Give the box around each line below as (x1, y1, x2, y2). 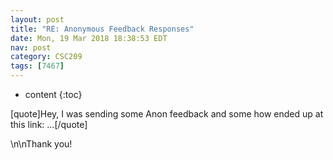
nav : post (10, 42, 52, 53)
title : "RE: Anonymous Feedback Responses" (10, 24, 195, 34)
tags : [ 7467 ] (10, 61, 65, 71)
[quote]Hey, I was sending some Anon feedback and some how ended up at (10, 108, 324, 120)
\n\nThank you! (10, 138, 73, 150)
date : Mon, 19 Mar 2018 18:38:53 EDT (10, 33, 168, 43)
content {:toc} (24, 89, 83, 100)
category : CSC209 (10, 52, 83, 62)
